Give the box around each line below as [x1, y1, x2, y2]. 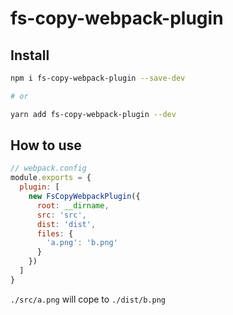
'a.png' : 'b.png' [46, 238, 118, 248]
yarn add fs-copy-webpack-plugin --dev [10, 109, 177, 119]
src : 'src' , [36, 210, 87, 220]
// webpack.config [10, 163, 87, 174]
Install [10, 47, 50, 64]
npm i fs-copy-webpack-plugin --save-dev [10, 73, 186, 83]
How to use [10, 137, 82, 154]
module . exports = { [10, 173, 92, 183]
